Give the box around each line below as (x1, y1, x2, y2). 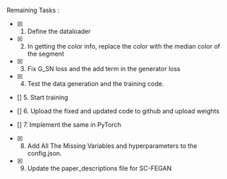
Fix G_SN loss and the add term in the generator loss (27, 65, 180, 73)
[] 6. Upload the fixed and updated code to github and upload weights (16, 107, 220, 115)
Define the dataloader (27, 27, 91, 35)
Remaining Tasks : (6, 6, 60, 14)
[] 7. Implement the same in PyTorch (16, 121, 121, 129)
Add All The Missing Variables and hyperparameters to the (27, 142, 197, 150)
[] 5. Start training (16, 93, 68, 101)
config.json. (27, 149, 62, 157)
